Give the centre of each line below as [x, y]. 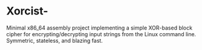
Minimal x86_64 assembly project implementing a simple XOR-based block [99, 28]
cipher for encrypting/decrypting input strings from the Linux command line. [101, 34]
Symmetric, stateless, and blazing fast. [54, 40]
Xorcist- [27, 11]
